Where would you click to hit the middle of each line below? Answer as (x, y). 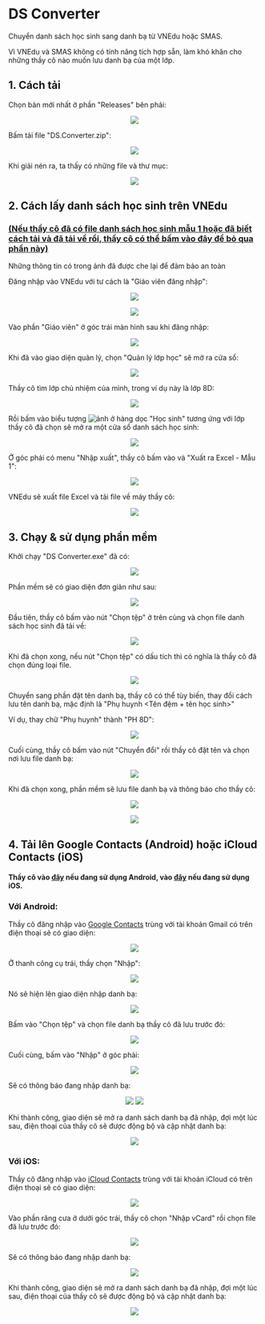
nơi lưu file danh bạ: (41, 759)
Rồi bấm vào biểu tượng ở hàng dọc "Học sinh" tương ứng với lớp (127, 419)
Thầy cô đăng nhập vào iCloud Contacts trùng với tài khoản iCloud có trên (130, 1179)
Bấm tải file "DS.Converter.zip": (60, 135)
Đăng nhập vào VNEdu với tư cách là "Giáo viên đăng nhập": (108, 282)
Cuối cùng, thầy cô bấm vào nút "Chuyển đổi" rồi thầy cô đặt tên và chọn (129, 751)
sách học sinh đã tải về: (47, 626)
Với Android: (33, 907)
